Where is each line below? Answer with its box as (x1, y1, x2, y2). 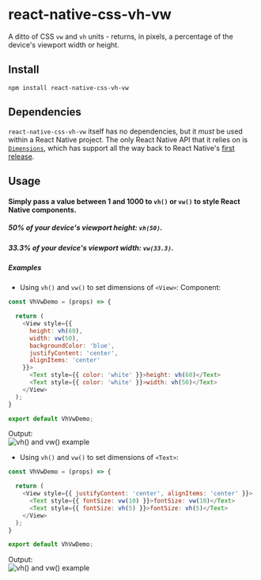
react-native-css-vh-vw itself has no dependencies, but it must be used (8, 126, 243, 136)
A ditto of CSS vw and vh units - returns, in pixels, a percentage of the (8, 32, 233, 41)
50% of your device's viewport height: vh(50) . (8, 223, 163, 232)
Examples (8, 262, 42, 272)
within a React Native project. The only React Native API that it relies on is (8, 134, 248, 144)
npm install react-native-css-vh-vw (8, 84, 129, 92)
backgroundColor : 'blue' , (28, 341, 115, 349)
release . (8, 152, 35, 161)
